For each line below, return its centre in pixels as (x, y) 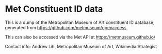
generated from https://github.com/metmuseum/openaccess (66, 27)
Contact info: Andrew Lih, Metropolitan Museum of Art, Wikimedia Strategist (81, 46)
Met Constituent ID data (54, 9)
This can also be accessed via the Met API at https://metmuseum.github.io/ (80, 37)
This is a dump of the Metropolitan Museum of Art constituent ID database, (80, 22)
